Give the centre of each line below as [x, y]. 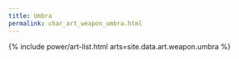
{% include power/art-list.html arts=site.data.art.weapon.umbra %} [120, 46]
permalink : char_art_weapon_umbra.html [75, 23]
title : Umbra [30, 16]
